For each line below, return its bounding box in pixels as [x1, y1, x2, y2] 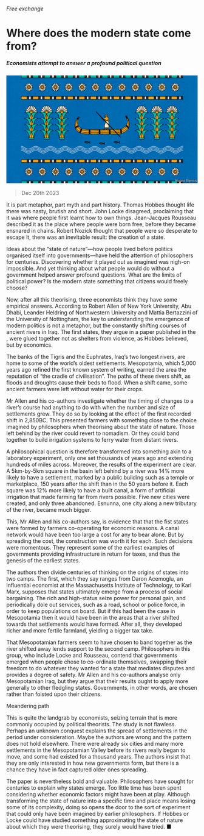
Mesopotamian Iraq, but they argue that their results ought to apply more [6, 678, 189, 685]
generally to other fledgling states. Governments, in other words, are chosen [6, 684, 197, 692]
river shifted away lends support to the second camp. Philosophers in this [6, 645, 191, 653]
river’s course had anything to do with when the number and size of [6, 404, 175, 411]
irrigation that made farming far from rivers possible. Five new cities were [6, 494, 190, 501]
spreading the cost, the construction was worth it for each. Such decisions [6, 537, 193, 545]
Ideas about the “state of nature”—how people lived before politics [6, 246, 173, 253]
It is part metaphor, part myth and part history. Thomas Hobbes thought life [6, 201, 194, 208]
